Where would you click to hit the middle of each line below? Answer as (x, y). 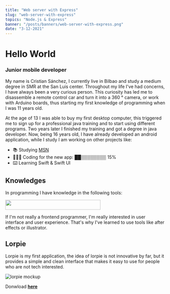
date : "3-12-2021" (25, 29)
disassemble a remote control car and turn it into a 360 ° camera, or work (82, 97)
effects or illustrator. (26, 228)
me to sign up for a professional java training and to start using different (80, 123)
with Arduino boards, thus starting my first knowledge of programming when (85, 103)
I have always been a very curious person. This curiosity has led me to (79, 92)
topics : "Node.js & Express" (36, 19)
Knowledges (26, 181)
